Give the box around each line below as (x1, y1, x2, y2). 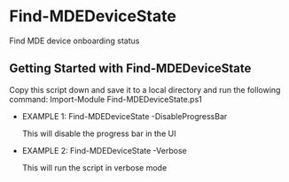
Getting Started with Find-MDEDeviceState (9, 61, 252, 76)
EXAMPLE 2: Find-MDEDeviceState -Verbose (21, 145, 188, 155)
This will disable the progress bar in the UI (21, 128, 176, 139)
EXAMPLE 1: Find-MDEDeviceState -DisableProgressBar (21, 110, 228, 121)
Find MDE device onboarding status (9, 35, 140, 46)
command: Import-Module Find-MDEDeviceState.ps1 (9, 94, 202, 104)
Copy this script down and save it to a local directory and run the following (9, 84, 281, 95)
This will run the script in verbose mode (21, 162, 168, 173)
